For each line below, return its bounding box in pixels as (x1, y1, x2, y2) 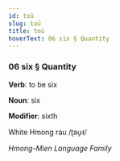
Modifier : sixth (8, 111, 58, 121)
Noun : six (8, 95, 41, 105)
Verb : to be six (8, 79, 58, 89)
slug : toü (8, 19, 42, 28)
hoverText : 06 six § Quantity (8, 34, 110, 43)
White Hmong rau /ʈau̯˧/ (8, 127, 87, 137)
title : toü (8, 27, 45, 35)
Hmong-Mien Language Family (8, 143, 112, 153)
